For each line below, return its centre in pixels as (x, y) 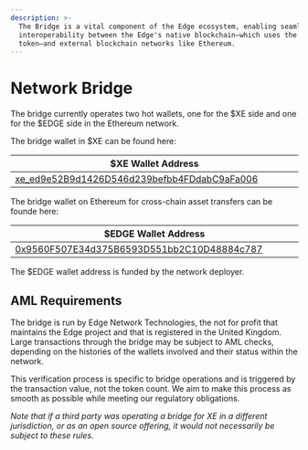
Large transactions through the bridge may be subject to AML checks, (142, 342)
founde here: (35, 212)
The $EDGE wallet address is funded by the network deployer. (127, 272)
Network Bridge (72, 89)
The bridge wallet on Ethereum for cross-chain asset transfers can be (142, 202)
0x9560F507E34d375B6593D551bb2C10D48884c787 (139, 249)
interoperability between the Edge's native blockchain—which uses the (158, 35)
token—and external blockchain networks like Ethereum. (127, 43)
